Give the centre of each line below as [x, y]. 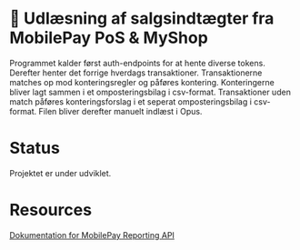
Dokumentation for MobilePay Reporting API [92, 235]
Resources [51, 210]
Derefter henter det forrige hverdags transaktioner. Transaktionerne [136, 73]
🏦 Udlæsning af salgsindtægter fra [142, 19]
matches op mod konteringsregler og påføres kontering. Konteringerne [142, 82]
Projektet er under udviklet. [60, 173]
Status [35, 148]
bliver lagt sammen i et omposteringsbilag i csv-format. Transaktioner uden [150, 92]
